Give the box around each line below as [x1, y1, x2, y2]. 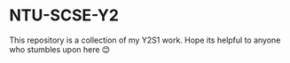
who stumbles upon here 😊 [9, 43, 111, 54]
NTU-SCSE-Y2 [9, 5, 120, 26]
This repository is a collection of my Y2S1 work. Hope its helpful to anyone [9, 35, 281, 45]
